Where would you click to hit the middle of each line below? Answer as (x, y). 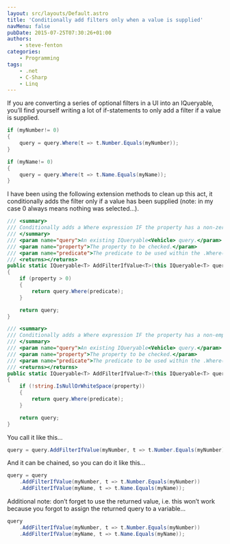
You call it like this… (35, 437)
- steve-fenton (41, 45)
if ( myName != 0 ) (30, 162)
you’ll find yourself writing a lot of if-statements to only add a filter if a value (114, 110)
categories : (24, 52)
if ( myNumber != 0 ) (33, 130)
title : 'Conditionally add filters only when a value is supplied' (105, 20)
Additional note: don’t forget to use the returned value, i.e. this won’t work (111, 501)
